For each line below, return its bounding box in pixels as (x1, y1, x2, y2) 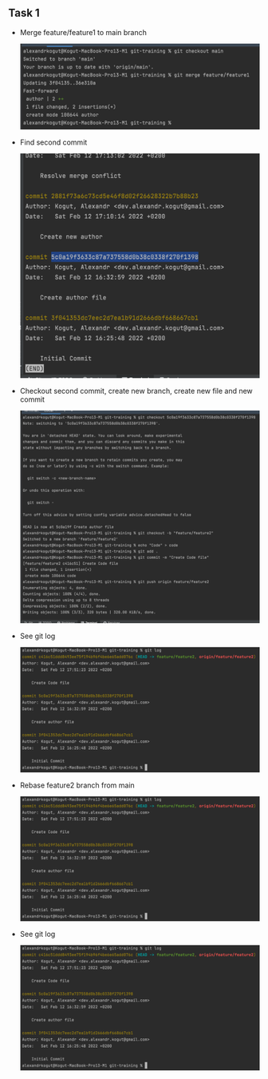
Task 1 (8, 6, 40, 20)
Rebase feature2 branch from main (19, 780, 136, 790)
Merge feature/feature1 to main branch (19, 27, 148, 37)
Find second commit (19, 137, 88, 147)
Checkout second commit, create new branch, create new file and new (19, 386, 253, 395)
